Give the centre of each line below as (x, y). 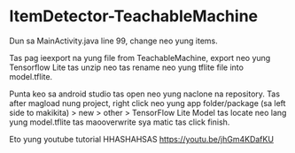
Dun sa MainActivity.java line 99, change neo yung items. (114, 41)
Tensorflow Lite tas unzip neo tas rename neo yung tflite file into (126, 67)
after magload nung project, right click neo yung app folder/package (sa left (147, 103)
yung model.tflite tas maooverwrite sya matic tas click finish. (120, 122)
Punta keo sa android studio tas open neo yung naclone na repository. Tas (145, 94)
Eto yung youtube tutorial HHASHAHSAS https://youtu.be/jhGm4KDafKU (142, 139)
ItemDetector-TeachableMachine (134, 16)
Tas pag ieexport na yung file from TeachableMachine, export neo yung (140, 57)
